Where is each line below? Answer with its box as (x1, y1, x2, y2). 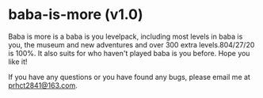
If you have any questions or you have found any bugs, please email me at (8, 72, 251, 81)
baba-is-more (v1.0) (8, 6, 143, 24)
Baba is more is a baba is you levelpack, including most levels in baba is (8, 32, 243, 41)
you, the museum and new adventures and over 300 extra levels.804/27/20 (8, 40, 255, 49)
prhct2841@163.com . (8, 81, 78, 90)
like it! (8, 57, 28, 66)
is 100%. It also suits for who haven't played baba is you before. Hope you (8, 48, 250, 58)
